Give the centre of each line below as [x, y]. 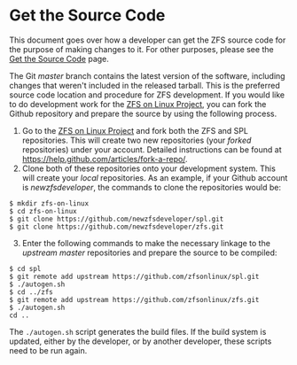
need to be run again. [48, 350]
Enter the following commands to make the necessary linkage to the [146, 243]
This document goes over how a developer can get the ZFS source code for [148, 40]
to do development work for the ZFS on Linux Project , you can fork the [138, 104]
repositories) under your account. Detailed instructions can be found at [152, 149]
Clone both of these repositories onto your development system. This [149, 168]
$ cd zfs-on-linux [43, 211]
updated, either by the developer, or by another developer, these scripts [141, 341]
